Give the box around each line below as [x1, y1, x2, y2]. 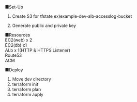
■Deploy [5, 67, 23, 73]
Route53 [5, 52, 22, 58]
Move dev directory [12, 76, 51, 82]
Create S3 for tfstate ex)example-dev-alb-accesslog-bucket [12, 13, 132, 19]
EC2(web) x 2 [5, 37, 32, 43]
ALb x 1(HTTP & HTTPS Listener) [5, 48, 71, 53]
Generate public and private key [12, 23, 76, 28]
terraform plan [12, 87, 41, 92]
